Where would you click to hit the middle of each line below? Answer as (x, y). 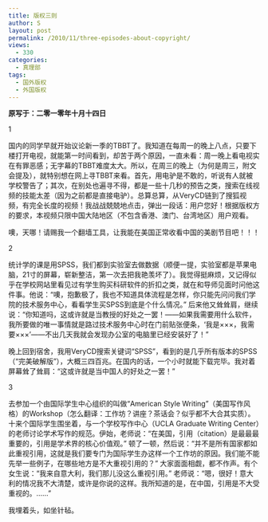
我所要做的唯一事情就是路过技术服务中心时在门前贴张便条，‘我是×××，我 (128, 324)
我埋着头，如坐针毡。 (43, 510)
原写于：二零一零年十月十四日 (57, 113)
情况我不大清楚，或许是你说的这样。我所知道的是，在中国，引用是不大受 (141, 484)
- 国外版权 (31, 82)
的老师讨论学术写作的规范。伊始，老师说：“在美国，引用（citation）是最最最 (134, 434)
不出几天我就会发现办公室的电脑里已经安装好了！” (127, 335)
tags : (17, 75)
